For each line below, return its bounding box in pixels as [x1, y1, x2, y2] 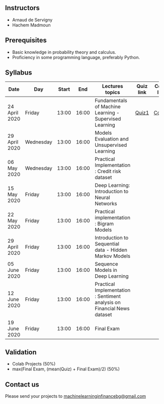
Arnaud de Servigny [12, 17, 53, 22]
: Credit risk [94, 168, 121, 175]
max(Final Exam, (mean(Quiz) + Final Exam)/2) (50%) [12, 366, 120, 372]
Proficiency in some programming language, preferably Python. [12, 54, 140, 60]
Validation [5, 348, 37, 356]
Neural [94, 194, 110, 201]
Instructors [5, 4, 40, 12]
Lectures [102, 83, 123, 90]
